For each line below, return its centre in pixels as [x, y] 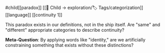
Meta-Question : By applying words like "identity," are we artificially [75, 40]
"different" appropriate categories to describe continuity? [65, 30]
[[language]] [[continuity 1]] [34, 15]
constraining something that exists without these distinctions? [69, 45]
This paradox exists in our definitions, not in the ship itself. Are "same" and [83, 24]
